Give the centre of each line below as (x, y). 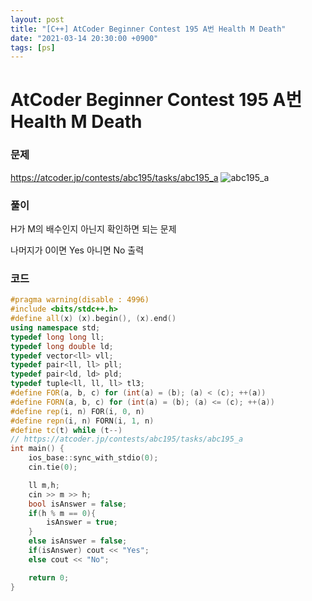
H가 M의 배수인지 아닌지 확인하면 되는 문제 (93, 229)
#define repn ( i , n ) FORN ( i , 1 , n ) (82, 421)
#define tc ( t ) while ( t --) (66, 430)
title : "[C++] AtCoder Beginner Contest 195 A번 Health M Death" (148, 29)
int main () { (37, 449)
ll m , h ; (44, 485)
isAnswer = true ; (82, 522)
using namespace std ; (55, 327)
